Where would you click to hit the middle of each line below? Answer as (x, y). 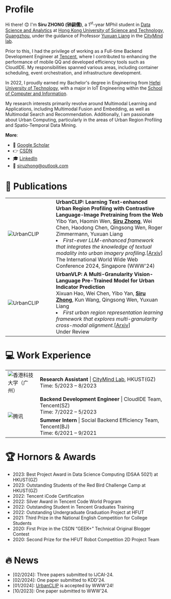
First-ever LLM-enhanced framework (108, 240)
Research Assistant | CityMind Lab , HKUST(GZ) (98, 379)
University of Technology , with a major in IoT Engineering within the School (84, 88)
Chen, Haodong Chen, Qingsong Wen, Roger (109, 227)
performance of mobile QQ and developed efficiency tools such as (75, 62)
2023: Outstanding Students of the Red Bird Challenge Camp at (79, 485)
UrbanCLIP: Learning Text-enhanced (102, 202)
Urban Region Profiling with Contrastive (105, 208)
